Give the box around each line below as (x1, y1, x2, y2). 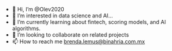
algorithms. (12, 25, 41, 32)
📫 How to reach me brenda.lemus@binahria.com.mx (12, 38, 145, 45)
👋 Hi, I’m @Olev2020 (12, 6, 65, 13)
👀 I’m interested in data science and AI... (12, 12, 114, 19)
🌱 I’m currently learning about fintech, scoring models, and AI (12, 19, 166, 25)
